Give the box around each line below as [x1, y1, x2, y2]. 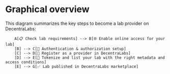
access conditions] [5, 59, 47, 64]
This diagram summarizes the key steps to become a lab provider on [5, 20, 149, 26]
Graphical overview [5, 4, 90, 15]
